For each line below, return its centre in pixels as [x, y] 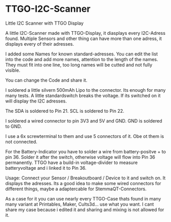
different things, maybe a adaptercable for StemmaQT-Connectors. [76, 189]
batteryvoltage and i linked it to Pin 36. [46, 168]
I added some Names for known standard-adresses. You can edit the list [82, 54]
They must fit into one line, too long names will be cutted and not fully [79, 65]
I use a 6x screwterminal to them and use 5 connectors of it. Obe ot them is [85, 136]
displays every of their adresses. [40, 44]
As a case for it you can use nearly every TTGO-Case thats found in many [83, 198]
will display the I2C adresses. [36, 101]
